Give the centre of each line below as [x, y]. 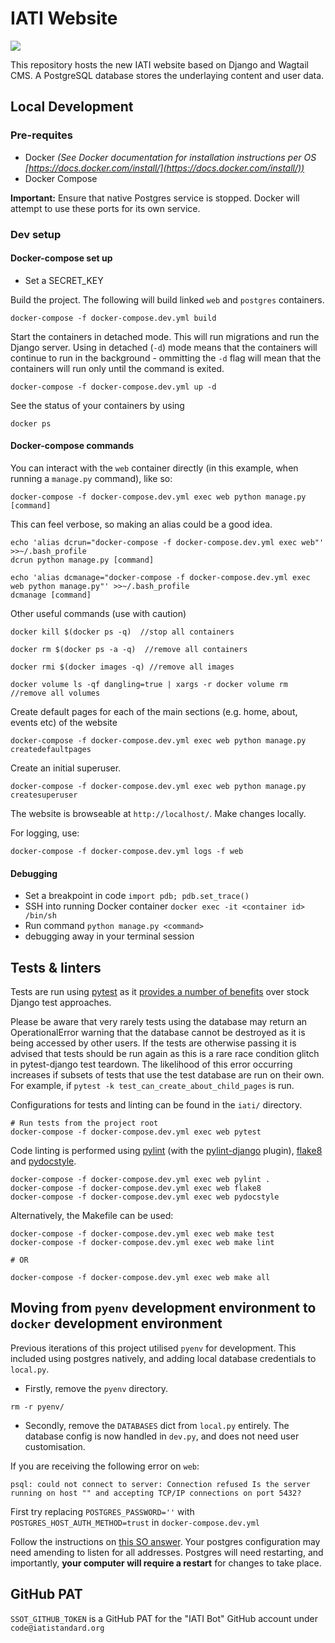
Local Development [72, 107]
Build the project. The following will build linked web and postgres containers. [167, 299]
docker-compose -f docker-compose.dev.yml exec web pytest [136, 1132]
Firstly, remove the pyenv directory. [96, 1388]
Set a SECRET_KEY [64, 280]
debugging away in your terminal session [109, 936]
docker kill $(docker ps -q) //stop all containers [122, 632]
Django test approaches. [61, 1002]
